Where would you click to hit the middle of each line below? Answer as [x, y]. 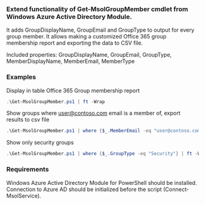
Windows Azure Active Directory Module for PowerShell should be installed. [102, 182]
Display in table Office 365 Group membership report [73, 90]
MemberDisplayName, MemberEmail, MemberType [71, 61]
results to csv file [28, 120]
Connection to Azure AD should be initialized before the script [84, 189]
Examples [21, 77]
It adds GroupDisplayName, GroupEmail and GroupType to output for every [100, 30]
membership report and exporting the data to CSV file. [75, 43]
